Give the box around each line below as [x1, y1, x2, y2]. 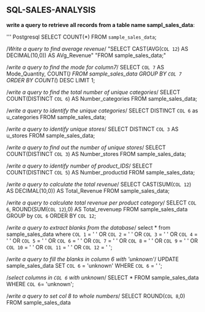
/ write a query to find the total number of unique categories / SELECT [6, 88, 181, 96]
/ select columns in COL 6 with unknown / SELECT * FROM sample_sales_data [6, 273, 199, 281]
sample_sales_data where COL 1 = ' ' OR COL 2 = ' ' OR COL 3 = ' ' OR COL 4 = [6, 230, 198, 238]
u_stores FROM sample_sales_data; [6, 131, 95, 139]
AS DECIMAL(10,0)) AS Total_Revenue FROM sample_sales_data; [6, 187, 170, 194]
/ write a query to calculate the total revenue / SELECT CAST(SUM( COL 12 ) [6, 181, 192, 188]
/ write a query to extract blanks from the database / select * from [6, 224, 171, 231]
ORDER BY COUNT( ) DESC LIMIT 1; [6, 76, 95, 84]
